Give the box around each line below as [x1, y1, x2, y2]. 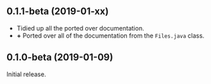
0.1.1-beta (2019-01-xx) [6, 6, 109, 17]
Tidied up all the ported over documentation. [16, 24, 144, 32]
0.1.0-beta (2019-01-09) [6, 51, 114, 63]
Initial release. [6, 69, 47, 78]
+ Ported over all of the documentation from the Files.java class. [16, 31, 205, 40]
